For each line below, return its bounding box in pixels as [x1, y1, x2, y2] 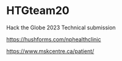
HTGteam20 [6, 4, 70, 18]
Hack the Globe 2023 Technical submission [6, 24, 116, 31]
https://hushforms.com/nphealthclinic [6, 35, 101, 43]
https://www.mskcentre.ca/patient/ [6, 47, 95, 55]
